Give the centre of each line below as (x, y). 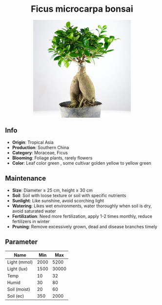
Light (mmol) (20, 262)
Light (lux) (17, 269)
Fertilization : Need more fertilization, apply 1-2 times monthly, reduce (82, 216)
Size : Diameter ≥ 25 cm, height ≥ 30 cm (52, 190)
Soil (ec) (16, 296)
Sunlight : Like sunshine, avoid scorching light (58, 200)
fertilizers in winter (31, 221)
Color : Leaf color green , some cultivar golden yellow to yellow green (81, 163)
